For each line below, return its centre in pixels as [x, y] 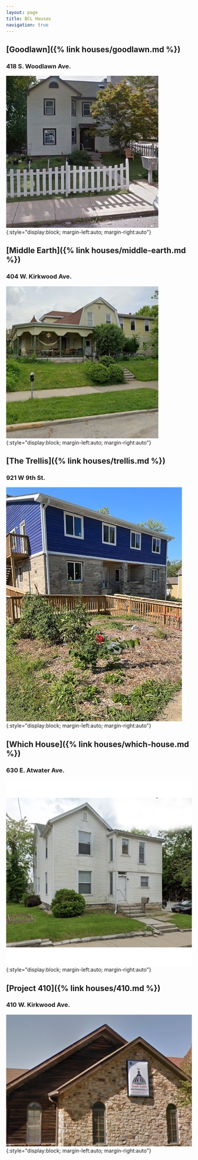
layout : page [22, 12]
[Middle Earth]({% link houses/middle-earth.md [96, 251]
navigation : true [27, 25]
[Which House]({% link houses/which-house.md [98, 744]
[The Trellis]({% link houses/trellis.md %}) [86, 461]
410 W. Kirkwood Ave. [38, 1005]
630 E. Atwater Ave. [35, 770]
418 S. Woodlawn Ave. [39, 66]
